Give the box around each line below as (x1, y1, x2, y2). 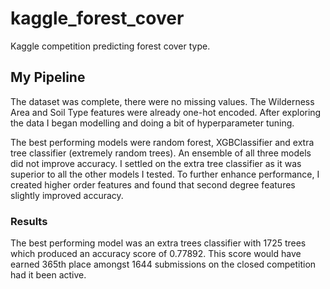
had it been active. (10, 269, 87, 281)
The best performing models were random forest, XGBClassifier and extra (10, 136, 315, 148)
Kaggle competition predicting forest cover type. (10, 40, 211, 52)
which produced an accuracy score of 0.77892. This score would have (10, 248, 302, 260)
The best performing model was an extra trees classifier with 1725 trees (10, 237, 307, 249)
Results (10, 214, 48, 228)
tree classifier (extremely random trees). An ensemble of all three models (10, 147, 312, 159)
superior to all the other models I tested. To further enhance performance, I (10, 168, 320, 180)
